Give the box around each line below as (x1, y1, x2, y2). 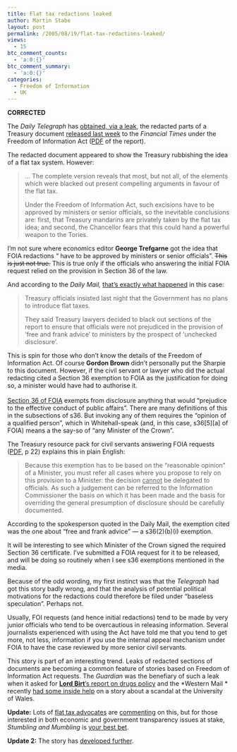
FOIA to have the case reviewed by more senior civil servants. (7, 643, 187, 652)
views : (7, 37, 27, 44)
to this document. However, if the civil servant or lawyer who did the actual (7, 366, 225, 375)
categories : (7, 75, 42, 83)
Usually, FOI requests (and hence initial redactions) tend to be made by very (7, 613, 229, 621)
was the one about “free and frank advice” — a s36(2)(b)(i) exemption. (7, 527, 213, 536)
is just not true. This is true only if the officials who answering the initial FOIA (7, 259, 230, 268)
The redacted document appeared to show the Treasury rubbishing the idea (7, 151, 228, 159)
